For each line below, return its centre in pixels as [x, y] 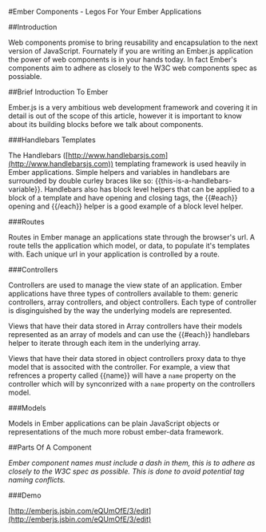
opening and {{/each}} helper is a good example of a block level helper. [126, 206]
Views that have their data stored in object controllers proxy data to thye [127, 358]
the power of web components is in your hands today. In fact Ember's [123, 60]
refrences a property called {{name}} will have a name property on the [122, 375]
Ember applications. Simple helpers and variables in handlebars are [119, 172]
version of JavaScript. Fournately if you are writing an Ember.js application [131, 51]
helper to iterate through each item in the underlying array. [105, 343]
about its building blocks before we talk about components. [106, 124]
